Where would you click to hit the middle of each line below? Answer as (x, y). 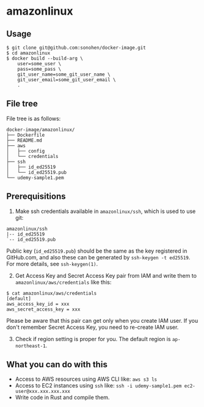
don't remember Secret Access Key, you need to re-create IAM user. (93, 327)
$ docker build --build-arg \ (45, 59)
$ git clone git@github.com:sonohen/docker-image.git (76, 48)
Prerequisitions (36, 196)
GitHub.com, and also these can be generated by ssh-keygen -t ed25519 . (98, 257)
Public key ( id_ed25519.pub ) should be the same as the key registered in (97, 251)
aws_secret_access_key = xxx (43, 309)
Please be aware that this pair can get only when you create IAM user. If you (102, 320)
